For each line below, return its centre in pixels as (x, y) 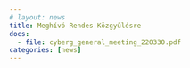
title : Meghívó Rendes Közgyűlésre (75, 26)
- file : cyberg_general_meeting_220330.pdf (99, 42)
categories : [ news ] (45, 50)
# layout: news (37, 17)
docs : (19, 34)
